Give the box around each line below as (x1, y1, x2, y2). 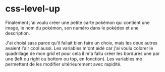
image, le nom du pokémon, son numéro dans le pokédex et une (5, 24, 139, 30)
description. (5, 30, 30, 36)
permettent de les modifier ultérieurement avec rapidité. (5, 61, 122, 67)
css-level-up (5, 3, 61, 14)
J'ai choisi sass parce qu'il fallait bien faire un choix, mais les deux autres (5, 39, 158, 45)
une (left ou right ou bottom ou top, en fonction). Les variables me (5, 55, 142, 61)
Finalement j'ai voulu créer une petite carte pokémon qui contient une (5, 19, 150, 25)
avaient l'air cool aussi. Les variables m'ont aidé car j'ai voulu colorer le (5, 45, 153, 51)
